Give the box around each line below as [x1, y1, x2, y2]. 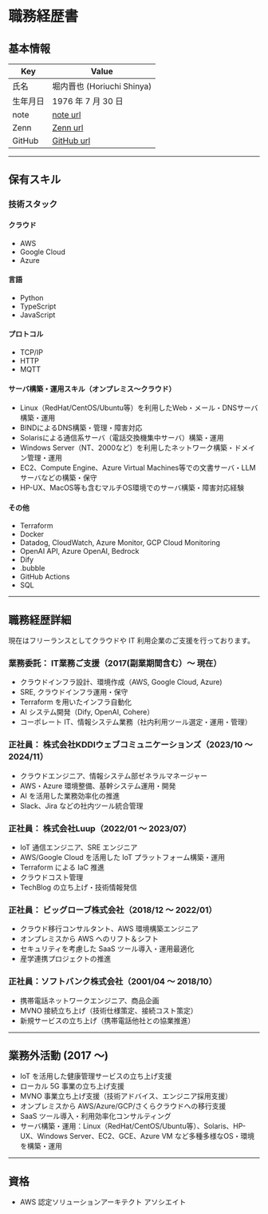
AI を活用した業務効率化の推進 [19, 790, 120, 800]
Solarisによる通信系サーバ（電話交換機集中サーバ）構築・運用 [19, 433, 224, 443]
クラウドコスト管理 [19, 873, 84, 882]
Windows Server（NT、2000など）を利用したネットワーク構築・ [19, 443, 235, 452]
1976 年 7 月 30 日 [52, 96, 124, 106]
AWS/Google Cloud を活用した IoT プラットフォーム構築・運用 [19, 853, 226, 862]
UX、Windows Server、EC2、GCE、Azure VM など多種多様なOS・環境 [19, 1132, 255, 1141]
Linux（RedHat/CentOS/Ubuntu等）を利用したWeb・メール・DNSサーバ [19, 403, 258, 412]
